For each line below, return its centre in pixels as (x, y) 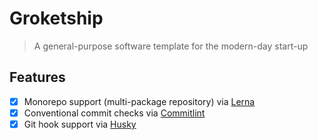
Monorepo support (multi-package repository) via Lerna (139, 101)
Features (37, 77)
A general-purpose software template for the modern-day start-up (171, 46)
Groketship (56, 18)
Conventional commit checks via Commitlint (114, 113)
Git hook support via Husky (80, 124)
